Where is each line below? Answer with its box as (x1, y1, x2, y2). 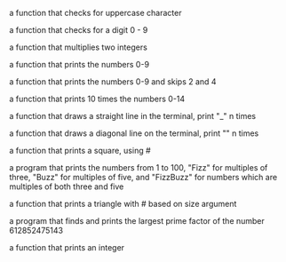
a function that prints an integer (9, 242, 125, 252)
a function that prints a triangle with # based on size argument (9, 199, 237, 209)
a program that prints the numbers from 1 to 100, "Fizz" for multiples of (9, 163, 268, 172)
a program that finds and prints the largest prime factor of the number (9, 216, 265, 226)
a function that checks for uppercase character (9, 8, 182, 18)
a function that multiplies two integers (9, 42, 148, 52)
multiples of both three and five (9, 181, 124, 192)
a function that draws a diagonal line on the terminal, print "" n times (9, 128, 259, 139)
